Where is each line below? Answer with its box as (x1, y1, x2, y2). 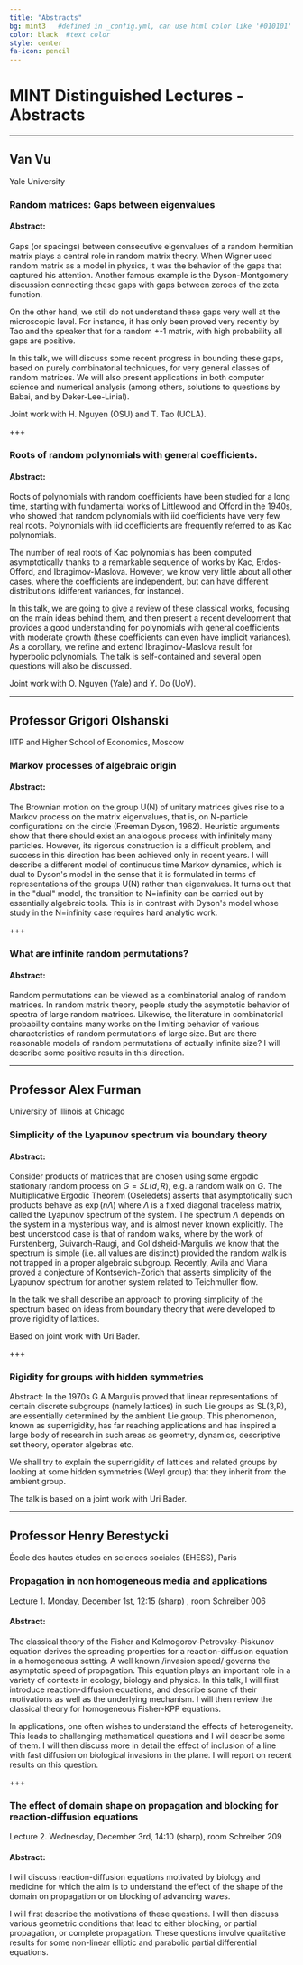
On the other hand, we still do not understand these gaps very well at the (9, 306, 280, 317)
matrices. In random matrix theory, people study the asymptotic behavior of (9, 999, 290, 1010)
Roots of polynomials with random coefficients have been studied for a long (9, 491, 291, 502)
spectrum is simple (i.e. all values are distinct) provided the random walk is (9, 1248, 287, 1259)
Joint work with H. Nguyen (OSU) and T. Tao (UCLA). (9, 408, 207, 419)
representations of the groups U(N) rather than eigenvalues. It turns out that (9, 878, 291, 890)
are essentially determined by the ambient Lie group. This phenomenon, (9, 1410, 277, 1421)
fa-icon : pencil (9, 47, 70, 56)
